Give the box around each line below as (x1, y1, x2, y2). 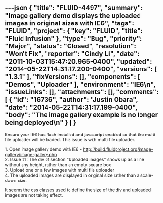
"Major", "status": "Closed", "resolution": (5, 42, 136, 50)
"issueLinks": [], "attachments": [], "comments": (5, 88, 159, 96)
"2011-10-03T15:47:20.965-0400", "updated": (5, 57, 153, 66)
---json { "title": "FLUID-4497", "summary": (5, 4, 143, 12)
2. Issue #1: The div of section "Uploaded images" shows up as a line (5, 157, 145, 162)
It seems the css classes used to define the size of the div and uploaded (5, 187, 151, 193)
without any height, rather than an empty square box (5, 161, 111, 168)
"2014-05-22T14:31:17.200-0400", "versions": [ (5, 65, 157, 73)
